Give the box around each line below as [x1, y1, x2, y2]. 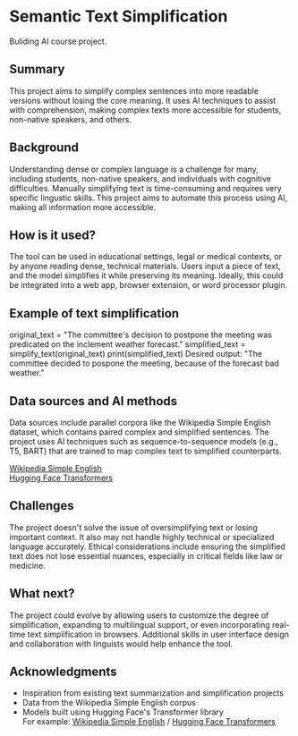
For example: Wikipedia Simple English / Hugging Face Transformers [21, 716, 276, 727]
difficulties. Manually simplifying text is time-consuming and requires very [9, 182, 282, 193]
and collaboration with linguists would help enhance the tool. [9, 638, 234, 649]
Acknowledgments [9, 664, 118, 680]
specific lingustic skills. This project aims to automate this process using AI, [9, 192, 288, 203]
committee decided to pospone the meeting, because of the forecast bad [9, 358, 280, 368]
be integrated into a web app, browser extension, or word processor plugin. [9, 280, 288, 291]
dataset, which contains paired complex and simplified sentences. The [9, 427, 270, 437]
